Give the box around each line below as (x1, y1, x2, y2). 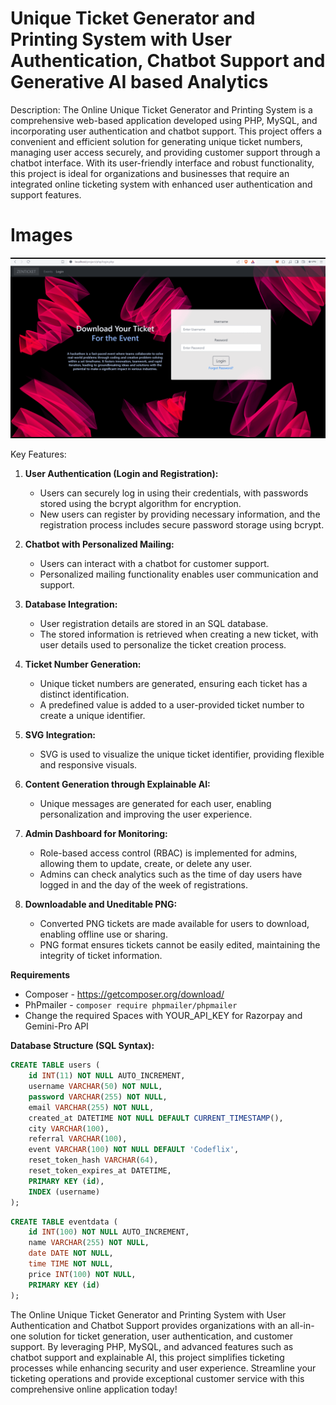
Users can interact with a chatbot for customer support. (39, 558, 270, 570)
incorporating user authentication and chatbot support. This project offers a (10, 125, 323, 137)
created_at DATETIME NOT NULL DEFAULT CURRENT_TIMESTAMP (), (28, 1113, 284, 1123)
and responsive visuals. (39, 759, 138, 771)
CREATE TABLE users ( (10, 1060, 101, 1071)
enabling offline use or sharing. (39, 928, 168, 941)
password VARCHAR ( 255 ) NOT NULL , (28, 1092, 168, 1102)
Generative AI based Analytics (10, 71, 269, 94)
